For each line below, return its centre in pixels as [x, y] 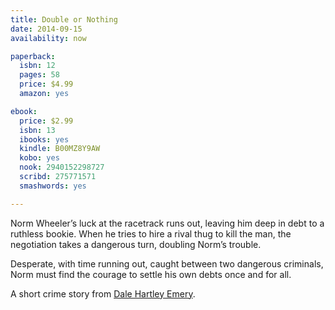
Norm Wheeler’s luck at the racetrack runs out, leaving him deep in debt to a [167, 223]
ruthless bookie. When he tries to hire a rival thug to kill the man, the [151, 233]
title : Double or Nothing [64, 19]
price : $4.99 [46, 84]
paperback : [33, 56]
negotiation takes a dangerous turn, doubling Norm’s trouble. [136, 244]
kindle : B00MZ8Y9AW [60, 149]
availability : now [48, 38]
